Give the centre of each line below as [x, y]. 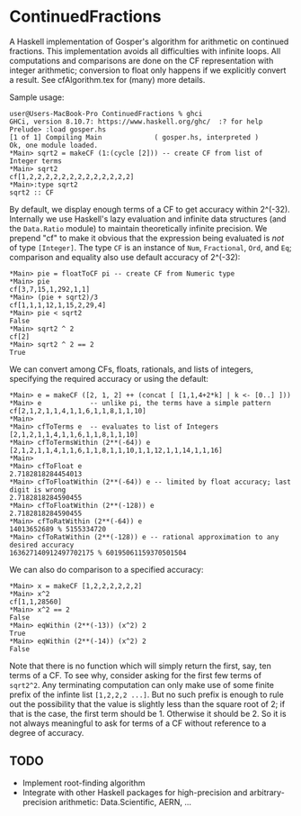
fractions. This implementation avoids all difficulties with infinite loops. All [145, 50]
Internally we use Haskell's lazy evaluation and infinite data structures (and [148, 219]
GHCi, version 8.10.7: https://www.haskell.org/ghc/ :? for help [136, 122]
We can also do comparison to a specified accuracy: [106, 569]
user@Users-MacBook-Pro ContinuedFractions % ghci [106, 113]
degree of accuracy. [47, 732]
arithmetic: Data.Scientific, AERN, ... [125, 802]
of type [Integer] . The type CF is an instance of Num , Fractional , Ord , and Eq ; [150, 247]
